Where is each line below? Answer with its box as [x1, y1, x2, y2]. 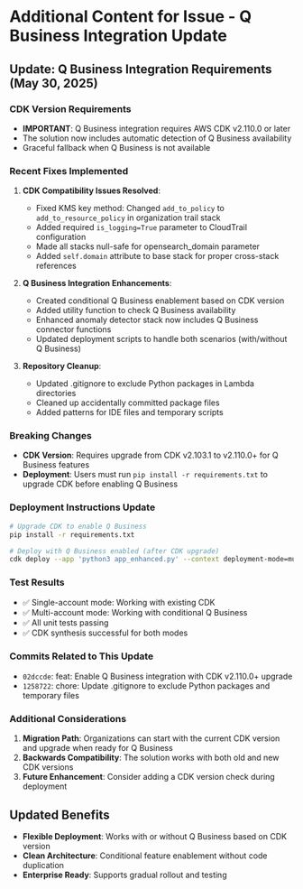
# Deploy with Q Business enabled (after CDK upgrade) [9, 546, 220, 556]
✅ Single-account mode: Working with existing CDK [22, 597, 216, 607]
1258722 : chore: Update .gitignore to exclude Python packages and [22, 680, 271, 691]
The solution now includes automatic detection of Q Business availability [22, 133, 292, 144]
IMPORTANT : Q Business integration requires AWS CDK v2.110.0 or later [22, 123, 291, 134]
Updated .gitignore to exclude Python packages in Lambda [35, 378, 255, 389]
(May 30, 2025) [9, 75, 98, 91]
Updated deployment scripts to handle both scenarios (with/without [35, 334, 288, 345]
